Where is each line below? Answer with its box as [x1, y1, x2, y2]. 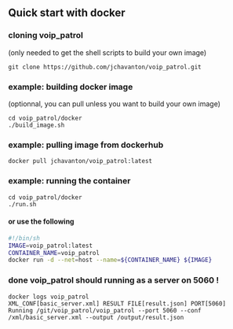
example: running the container [8, 176, 131, 187]
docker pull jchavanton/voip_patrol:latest [8, 157, 153, 165]
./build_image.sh [8, 121, 65, 129]
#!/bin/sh [8, 234, 41, 242]
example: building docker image [8, 81, 133, 92]
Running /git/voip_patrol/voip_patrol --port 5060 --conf [8, 306, 202, 314]
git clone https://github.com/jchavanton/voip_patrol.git [8, 63, 202, 71]
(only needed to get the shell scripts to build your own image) [8, 47, 207, 57]
